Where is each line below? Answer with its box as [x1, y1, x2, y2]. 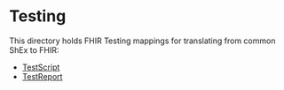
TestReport [21, 71, 63, 81]
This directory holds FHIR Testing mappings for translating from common [9, 35, 276, 46]
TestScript [21, 62, 60, 72]
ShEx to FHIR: [9, 44, 59, 55]
